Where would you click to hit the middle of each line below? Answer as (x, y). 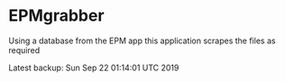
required (24, 50)
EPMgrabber (56, 16)
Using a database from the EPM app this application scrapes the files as (142, 41)
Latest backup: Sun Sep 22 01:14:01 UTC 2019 (94, 68)
